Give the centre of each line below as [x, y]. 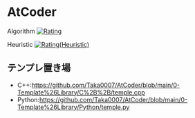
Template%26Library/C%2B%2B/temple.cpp [81, 92]
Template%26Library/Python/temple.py [73, 107]
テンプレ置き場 [39, 68]
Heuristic [20, 44]
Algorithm [21, 31]
